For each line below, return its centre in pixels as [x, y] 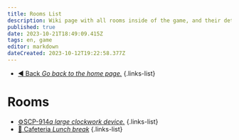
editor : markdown [33, 47]
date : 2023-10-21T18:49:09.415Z [55, 34]
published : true [31, 27]
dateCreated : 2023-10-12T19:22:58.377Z [67, 54]
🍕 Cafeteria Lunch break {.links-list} [70, 129]
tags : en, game [30, 40]
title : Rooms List [34, 14]
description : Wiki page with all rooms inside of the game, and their [114, 21]
